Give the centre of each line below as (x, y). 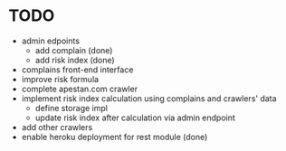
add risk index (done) (75, 60)
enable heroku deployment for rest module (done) (114, 137)
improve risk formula (60, 79)
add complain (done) (74, 50)
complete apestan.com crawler (79, 89)
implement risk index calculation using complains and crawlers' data (149, 98)
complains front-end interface (77, 70)
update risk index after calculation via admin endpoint (135, 118)
